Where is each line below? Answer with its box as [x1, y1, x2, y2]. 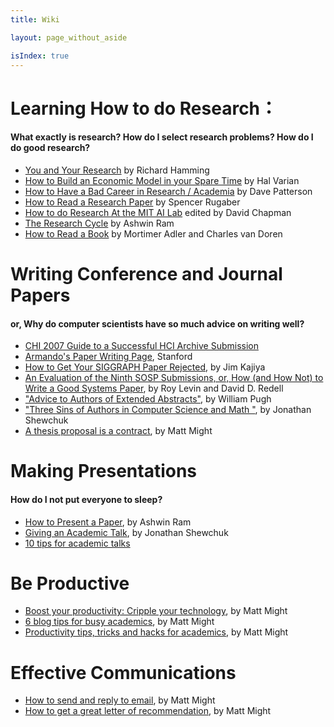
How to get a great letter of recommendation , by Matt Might [24, 705, 272, 717]
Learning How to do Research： [10, 97, 278, 120]
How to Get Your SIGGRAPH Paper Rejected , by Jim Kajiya [24, 361, 266, 373]
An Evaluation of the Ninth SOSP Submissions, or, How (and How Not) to [24, 372, 324, 384]
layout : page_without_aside [10, 32, 128, 43]
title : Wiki [10, 14, 60, 25]
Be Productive [10, 572, 130, 595]
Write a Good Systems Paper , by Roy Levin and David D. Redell [24, 382, 284, 395]
